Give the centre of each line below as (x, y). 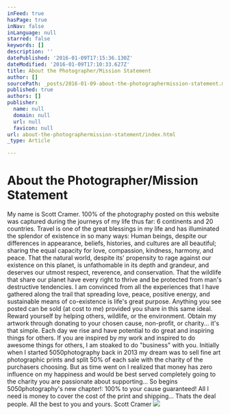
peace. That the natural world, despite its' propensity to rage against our (109, 258)
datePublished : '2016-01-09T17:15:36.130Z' (70, 58)
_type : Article (29, 141)
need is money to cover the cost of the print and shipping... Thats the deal (112, 396)
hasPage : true (27, 20)
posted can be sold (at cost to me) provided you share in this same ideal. (110, 309)
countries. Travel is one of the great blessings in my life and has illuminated (113, 229)
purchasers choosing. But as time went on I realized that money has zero (110, 367)
